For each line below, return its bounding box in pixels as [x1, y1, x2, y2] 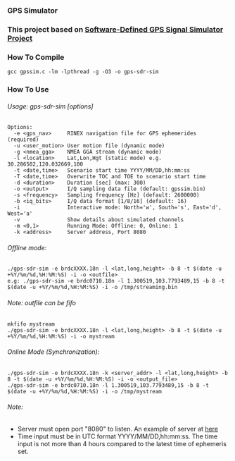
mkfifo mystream [7, 320, 55, 328]
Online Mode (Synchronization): [7, 348, 100, 356]
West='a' [7, 210, 33, 217]
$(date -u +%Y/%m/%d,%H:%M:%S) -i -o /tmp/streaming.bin [7, 284, 178, 291]
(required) [7, 136, 39, 143]
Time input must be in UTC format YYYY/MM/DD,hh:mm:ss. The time [17, 432, 218, 441]
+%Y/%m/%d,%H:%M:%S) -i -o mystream [7, 333, 115, 340]
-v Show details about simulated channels [13, 216, 184, 223]
